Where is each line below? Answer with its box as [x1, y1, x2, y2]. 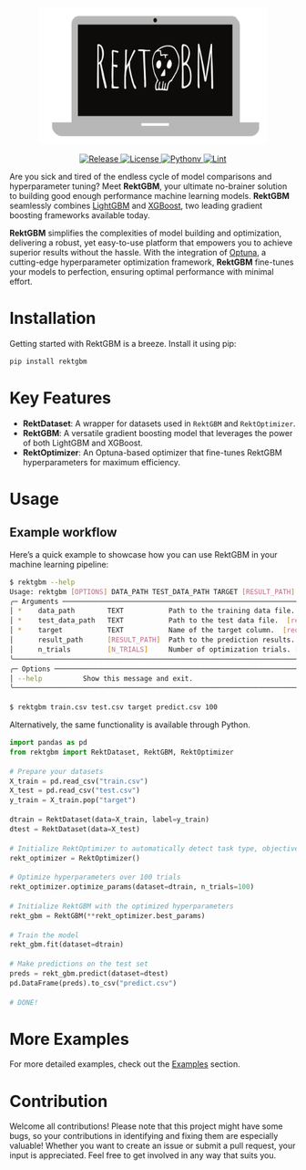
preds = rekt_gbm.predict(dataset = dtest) [9, 969, 169, 978]
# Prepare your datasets [9, 767, 104, 776]
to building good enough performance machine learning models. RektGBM [9, 191, 290, 201]
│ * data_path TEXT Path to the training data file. [9, 606, 296, 616]
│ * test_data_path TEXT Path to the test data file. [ [9, 616, 291, 625]
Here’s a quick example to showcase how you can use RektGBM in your [9, 548, 278, 559]
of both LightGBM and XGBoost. [22, 437, 144, 448]
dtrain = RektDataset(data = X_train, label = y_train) [9, 815, 209, 824]
